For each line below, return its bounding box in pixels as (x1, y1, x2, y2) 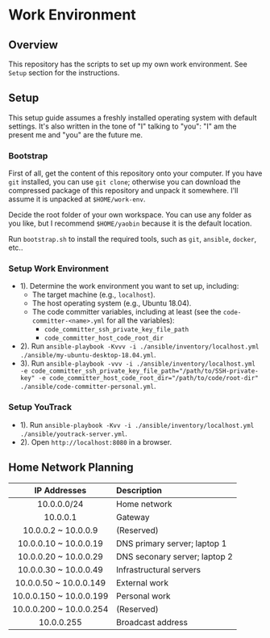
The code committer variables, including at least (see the (31, 307, 222, 317)
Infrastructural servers (116, 564, 201, 575)
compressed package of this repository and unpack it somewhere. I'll (8, 186, 239, 196)
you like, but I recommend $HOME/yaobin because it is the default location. (8, 218, 252, 228)
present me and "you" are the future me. (8, 129, 143, 139)
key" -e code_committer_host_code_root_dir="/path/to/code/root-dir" (19, 374, 260, 382)
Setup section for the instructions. (8, 68, 120, 78)
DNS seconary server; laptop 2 (116, 551, 234, 562)
